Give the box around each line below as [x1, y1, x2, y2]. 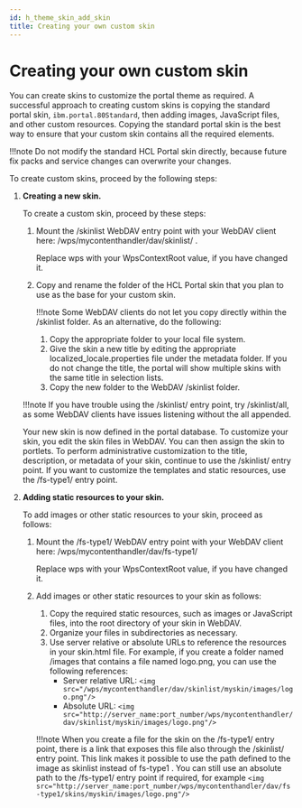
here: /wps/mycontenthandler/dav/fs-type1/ [35, 546, 198, 557]
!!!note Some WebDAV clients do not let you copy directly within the [35, 307, 287, 318]
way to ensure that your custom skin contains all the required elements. [9, 128, 275, 140]
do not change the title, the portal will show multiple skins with [49, 363, 281, 374]
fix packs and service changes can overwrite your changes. [9, 155, 232, 167]
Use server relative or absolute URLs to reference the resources [49, 637, 287, 648]
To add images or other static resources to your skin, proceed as [22, 509, 263, 520]
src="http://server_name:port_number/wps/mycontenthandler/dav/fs [35, 782, 291, 791]
